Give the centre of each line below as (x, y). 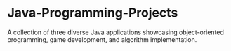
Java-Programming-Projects (93, 13)
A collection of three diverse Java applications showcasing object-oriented (116, 32)
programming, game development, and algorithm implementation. (102, 39)
